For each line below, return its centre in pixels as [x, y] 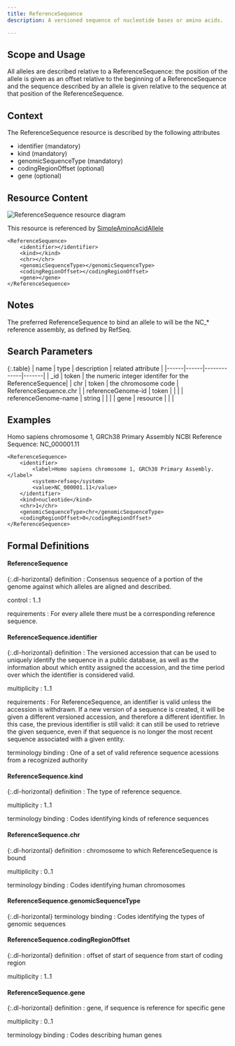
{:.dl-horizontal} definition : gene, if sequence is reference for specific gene [116, 1008]
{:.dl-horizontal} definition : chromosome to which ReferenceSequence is [113, 850]
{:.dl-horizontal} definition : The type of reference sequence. [94, 791]
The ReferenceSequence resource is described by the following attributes [114, 133]
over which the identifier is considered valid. [71, 675]
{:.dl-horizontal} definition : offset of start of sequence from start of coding [115, 955]
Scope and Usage [47, 54]
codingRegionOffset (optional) [61, 169]
